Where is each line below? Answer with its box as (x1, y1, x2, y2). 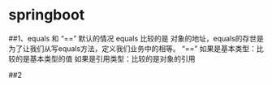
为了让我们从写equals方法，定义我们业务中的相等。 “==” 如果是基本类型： (8, 43, 257, 54)
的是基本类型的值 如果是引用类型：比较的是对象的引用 (15, 54, 196, 63)
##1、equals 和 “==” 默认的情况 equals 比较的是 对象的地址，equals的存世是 (8, 33, 264, 43)
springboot (8, 6, 85, 24)
